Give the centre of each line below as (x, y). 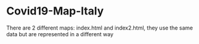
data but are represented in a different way (60, 34)
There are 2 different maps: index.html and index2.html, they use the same (100, 28)
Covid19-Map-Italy (55, 11)
